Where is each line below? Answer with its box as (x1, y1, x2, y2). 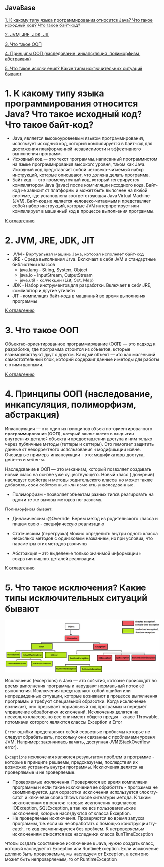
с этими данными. (5, 361, 44, 367)
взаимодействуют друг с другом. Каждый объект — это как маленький (5, 351, 156, 357)
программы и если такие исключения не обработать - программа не (12, 784, 158, 790)
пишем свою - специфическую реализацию (12, 521, 104, 527)
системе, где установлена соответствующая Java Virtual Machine (12, 192, 150, 198)
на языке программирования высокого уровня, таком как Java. (12, 161, 146, 167)
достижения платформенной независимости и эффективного (12, 146, 141, 152)
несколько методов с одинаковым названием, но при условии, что (12, 535, 153, 541)
